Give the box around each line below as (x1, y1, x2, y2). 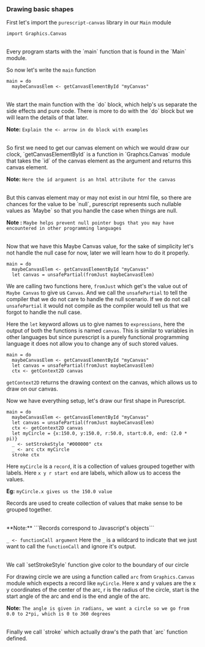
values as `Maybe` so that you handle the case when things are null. (6, 207, 177, 215)
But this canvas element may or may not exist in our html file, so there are (6, 194, 192, 201)
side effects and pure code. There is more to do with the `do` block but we (6, 107, 194, 115)
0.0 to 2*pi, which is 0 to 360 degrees (6, 611, 111, 618)
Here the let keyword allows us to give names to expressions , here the (6, 321, 185, 328)
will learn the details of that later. (6, 114, 89, 121)
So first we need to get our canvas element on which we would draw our (6, 144, 190, 151)
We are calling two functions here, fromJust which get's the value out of (6, 283, 188, 290)
